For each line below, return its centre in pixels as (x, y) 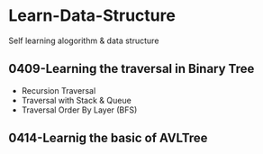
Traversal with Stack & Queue (76, 100)
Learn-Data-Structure (92, 16)
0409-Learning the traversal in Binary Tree (131, 69)
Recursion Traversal (59, 90)
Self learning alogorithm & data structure (84, 41)
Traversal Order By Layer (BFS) (79, 110)
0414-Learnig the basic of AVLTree (108, 138)
